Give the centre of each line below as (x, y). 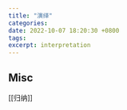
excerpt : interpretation (50, 45)
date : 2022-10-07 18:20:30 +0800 (64, 30)
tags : (17, 38)
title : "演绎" (31, 16)
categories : (28, 23)
